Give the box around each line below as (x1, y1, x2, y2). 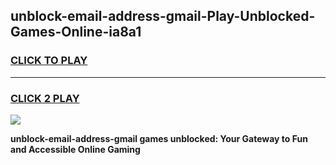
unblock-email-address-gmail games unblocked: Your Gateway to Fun (10, 132, 308, 144)
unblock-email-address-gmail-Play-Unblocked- (10, 8, 316, 25)
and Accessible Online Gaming (10, 143, 141, 155)
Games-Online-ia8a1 (10, 24, 142, 41)
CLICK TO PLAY (10, 54, 88, 68)
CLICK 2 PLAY (10, 91, 80, 105)
